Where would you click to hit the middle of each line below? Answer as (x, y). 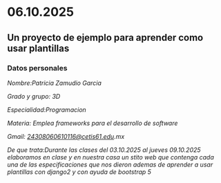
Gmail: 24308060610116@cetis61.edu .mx (66, 136)
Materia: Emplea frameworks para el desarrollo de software (93, 123)
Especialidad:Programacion (47, 109)
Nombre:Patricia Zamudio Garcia (55, 83)
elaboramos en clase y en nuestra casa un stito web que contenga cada (110, 157)
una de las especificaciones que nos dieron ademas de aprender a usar (110, 164)
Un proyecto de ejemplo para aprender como (105, 38)
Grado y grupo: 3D (34, 96)
